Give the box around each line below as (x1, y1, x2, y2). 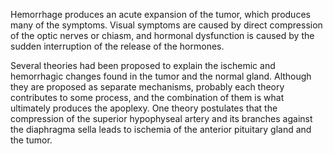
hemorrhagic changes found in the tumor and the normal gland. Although (10, 70, 312, 82)
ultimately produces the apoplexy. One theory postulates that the (10, 102, 278, 114)
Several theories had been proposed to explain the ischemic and (10, 60, 276, 71)
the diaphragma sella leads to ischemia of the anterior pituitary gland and (10, 124, 312, 135)
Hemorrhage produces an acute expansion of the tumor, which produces (10, 9, 311, 20)
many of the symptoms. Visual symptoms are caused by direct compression (10, 19, 323, 31)
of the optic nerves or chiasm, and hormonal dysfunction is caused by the (10, 30, 315, 41)
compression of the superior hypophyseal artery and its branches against (10, 113, 313, 124)
